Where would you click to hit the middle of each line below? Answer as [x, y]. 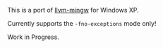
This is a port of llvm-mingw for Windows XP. [73, 10]
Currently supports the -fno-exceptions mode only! [82, 23]
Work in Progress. [34, 37]
